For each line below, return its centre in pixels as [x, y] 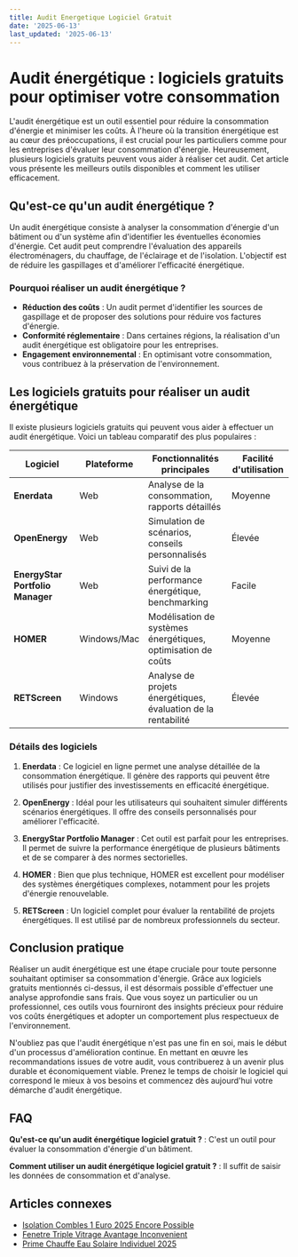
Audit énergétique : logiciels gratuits [147, 78]
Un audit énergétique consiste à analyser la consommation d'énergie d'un [144, 227]
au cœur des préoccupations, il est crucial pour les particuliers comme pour [148, 140]
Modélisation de [181, 617]
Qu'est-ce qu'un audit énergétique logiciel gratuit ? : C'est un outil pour [143, 1140]
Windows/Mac [110, 639]
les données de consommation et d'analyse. [90, 1176]
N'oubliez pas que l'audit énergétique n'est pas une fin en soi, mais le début [148, 1043]
